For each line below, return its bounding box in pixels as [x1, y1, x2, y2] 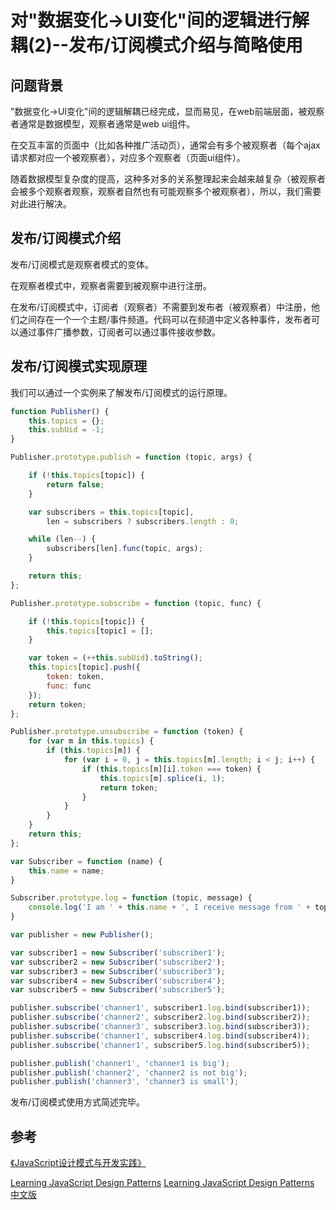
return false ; [46, 479, 105, 490]
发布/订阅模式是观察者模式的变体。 [10, 258, 155, 270]
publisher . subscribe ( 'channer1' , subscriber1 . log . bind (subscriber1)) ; [10, 1003, 311, 1013]
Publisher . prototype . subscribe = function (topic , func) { [10, 598, 262, 608]
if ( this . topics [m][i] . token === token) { [81, 764, 262, 774]
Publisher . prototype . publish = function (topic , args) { [10, 452, 253, 463]
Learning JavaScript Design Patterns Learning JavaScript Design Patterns [10, 1177, 315, 1189]
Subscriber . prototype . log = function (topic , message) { [10, 893, 253, 903]
